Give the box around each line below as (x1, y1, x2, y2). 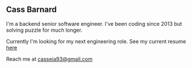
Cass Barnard (6, 5, 57, 15)
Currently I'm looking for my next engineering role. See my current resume (6, 38, 187, 45)
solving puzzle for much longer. (6, 26, 83, 33)
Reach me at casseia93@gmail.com (6, 55, 93, 62)
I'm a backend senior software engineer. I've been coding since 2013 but (6, 20, 182, 27)
